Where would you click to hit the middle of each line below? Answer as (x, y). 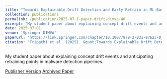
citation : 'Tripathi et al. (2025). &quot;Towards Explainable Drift (79, 42)
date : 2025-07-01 (23, 28)
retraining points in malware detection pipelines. (54, 61)
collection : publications (32, 14)
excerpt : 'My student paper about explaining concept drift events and (81, 24)
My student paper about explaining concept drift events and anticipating (79, 56)
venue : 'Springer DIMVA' (31, 33)
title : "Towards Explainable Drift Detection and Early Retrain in (77, 10)
